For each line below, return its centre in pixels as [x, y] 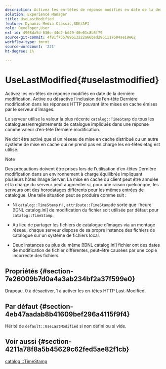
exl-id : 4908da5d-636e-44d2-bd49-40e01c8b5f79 [54, 33]
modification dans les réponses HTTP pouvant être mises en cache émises [81, 104]
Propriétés [22, 271]
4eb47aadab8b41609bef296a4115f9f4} [67, 314]
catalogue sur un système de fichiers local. [56, 235]
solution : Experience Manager [36, 14]
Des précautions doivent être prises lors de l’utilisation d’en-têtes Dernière [81, 169]
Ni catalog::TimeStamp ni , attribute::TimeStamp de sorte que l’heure [82, 205]
